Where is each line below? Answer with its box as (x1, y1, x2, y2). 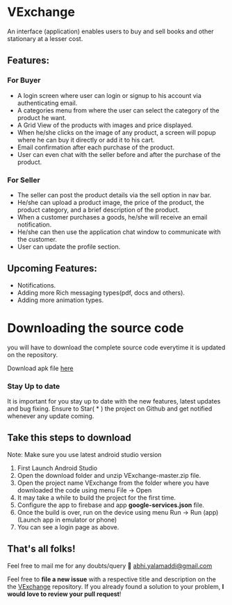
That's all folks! (7, 543, 76, 555)
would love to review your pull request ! (7, 590, 122, 598)
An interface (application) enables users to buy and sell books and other (7, 27, 214, 35)
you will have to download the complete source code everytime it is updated (7, 343, 226, 351)
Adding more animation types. (17, 296, 104, 304)
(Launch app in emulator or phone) (17, 515, 117, 524)
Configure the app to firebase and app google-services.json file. (17, 501, 205, 509)
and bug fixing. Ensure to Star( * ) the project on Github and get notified (7, 404, 213, 413)
